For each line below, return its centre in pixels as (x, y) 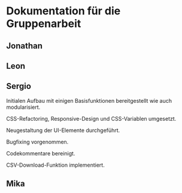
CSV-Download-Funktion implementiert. (55, 165)
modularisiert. (23, 107)
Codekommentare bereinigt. (41, 153)
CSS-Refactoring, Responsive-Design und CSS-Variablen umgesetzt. (91, 118)
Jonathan (25, 46)
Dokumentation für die (63, 11)
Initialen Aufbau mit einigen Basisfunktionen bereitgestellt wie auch (89, 100)
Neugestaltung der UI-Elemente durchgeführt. (63, 130)
